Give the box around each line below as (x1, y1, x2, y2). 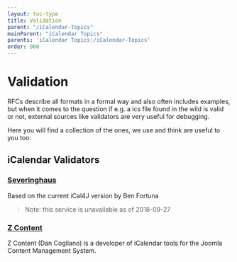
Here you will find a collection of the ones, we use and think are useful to (7, 125, 221, 135)
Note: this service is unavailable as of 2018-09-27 (24, 205, 171, 213)
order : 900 (7, 43, 40, 50)
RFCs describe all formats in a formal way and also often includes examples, (7, 97, 231, 106)
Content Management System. (7, 246, 97, 255)
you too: (7, 133, 32, 142)
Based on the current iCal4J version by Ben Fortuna (7, 191, 159, 200)
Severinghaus (7, 175, 57, 185)
